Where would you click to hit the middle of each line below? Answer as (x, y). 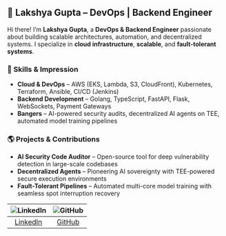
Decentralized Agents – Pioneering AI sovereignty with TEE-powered (116, 171)
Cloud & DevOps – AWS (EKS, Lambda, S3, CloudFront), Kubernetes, (115, 84)
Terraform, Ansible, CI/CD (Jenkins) (68, 92)
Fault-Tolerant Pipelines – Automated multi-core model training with (114, 186)
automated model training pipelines (67, 121)
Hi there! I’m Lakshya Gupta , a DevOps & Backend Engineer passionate (110, 29)
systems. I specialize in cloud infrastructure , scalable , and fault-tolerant (112, 44)
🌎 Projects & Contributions (53, 139)
